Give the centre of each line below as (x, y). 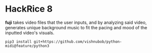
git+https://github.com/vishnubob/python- (78, 42)
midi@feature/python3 (27, 46)
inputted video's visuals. (30, 33)
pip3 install (18, 42)
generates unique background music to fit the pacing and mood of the (76, 27)
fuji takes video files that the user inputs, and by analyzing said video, (76, 22)
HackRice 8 (29, 9)
